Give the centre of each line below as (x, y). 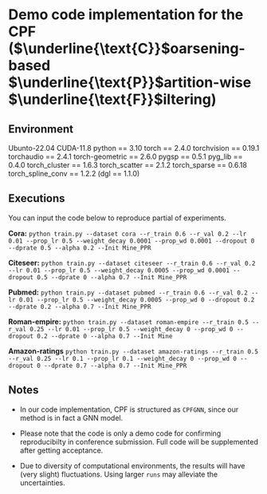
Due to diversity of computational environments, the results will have (132, 465)
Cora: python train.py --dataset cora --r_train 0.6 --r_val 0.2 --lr (128, 233)
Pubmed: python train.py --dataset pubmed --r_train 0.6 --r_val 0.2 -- (133, 292)
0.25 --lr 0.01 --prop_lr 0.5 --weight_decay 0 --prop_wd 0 (131, 329)
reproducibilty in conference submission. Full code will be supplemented (139, 441)
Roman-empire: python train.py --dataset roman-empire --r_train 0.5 (129, 322)
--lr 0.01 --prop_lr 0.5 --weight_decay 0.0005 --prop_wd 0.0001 (119, 270)
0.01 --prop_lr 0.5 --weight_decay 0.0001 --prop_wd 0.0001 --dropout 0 (132, 241)
